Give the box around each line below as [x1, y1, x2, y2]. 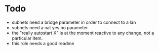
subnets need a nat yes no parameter [11, 24, 88, 30]
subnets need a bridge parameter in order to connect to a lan [11, 19, 136, 25]
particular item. [11, 35, 43, 41]
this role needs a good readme [11, 40, 75, 46]
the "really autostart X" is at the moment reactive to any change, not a [11, 30, 154, 36]
